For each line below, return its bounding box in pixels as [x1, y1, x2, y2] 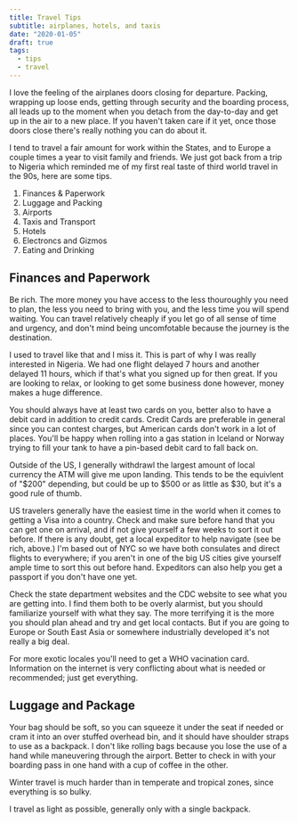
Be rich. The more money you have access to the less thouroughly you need [9, 294, 289, 305]
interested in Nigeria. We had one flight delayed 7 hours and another [9, 358, 260, 370]
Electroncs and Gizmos [21, 235, 108, 246]
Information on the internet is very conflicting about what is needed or [9, 663, 266, 673]
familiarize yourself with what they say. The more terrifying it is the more [9, 607, 275, 618]
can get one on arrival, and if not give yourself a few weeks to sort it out [9, 524, 273, 534]
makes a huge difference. [9, 387, 103, 397]
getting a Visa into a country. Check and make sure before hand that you [9, 514, 276, 526]
